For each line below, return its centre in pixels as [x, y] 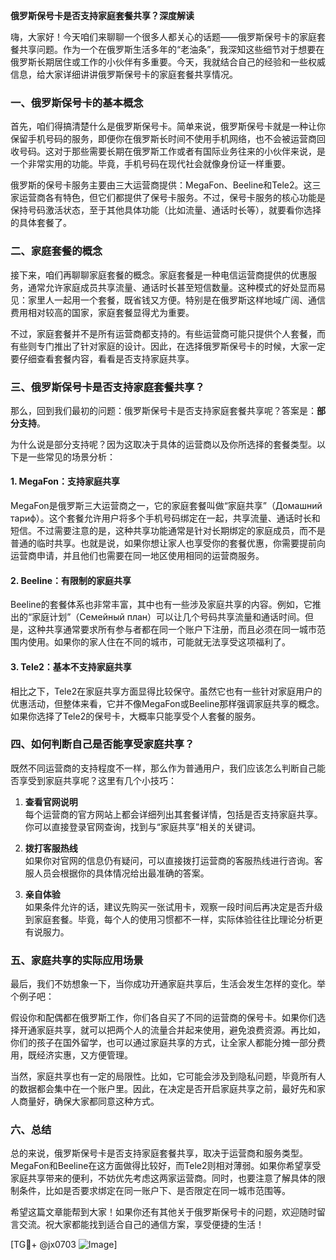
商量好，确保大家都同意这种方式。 [89, 1101]
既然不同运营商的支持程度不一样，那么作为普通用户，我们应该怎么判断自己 [163, 768]
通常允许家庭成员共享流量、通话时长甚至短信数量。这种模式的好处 [163, 287]
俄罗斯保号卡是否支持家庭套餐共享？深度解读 [102, 15]
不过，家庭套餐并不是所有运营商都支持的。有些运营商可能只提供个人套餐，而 [168, 333]
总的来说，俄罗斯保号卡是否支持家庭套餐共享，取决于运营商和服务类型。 [159, 1153]
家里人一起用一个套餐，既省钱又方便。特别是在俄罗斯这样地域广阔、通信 [176, 300]
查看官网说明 [51, 801]
